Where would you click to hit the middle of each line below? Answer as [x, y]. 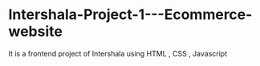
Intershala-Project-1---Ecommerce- [130, 15]
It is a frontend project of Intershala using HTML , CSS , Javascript [118, 53]
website [35, 31]
